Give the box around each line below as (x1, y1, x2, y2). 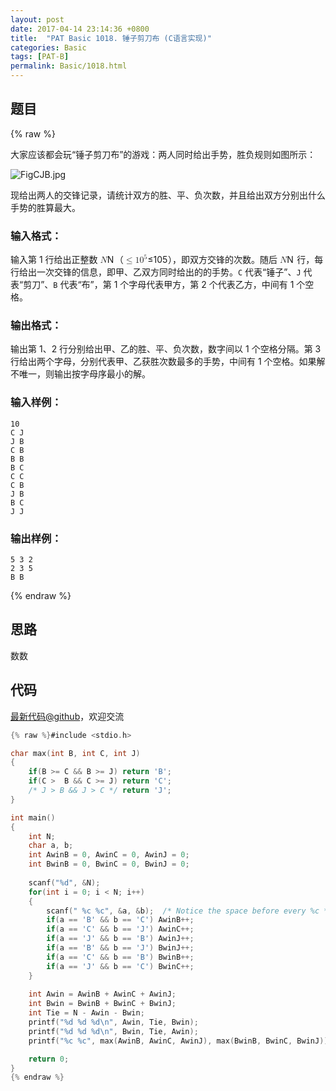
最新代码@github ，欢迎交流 (10, 710, 125, 722)
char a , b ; (28, 841, 74, 851)
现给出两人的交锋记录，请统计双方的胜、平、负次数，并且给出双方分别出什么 (10, 189, 326, 201)
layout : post (10, 14, 65, 25)
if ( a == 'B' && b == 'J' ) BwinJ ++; (46, 943, 195, 953)
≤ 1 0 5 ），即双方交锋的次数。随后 (147, 254, 278, 266)
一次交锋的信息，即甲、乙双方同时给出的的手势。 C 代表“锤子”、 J (36, 266, 302, 278)
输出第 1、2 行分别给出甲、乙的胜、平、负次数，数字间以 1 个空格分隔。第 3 (10, 343, 322, 355)
